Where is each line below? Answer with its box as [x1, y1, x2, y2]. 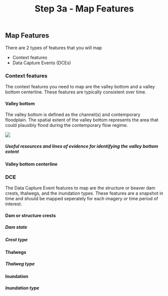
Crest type [5, 236, 28, 242]
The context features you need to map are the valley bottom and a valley [5, 83, 155, 89]
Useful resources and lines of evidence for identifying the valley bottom [5, 143, 158, 149]
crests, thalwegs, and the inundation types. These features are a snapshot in [5, 190, 163, 196]
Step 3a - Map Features [34, 3, 134, 15]
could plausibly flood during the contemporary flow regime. [5, 122, 128, 128]
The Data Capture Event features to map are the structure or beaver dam [5, 185, 155, 191]
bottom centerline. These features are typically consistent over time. [5, 89, 146, 95]
